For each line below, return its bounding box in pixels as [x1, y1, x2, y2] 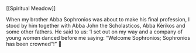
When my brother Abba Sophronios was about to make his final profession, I [6, 16, 190, 22]
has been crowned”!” [6, 40, 57, 47]
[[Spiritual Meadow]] [6, 5, 56, 12]
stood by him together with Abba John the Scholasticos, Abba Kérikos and [6, 22, 185, 29]
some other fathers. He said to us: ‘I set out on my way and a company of [6, 28, 183, 35]
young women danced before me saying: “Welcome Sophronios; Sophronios [6, 35, 191, 41]
